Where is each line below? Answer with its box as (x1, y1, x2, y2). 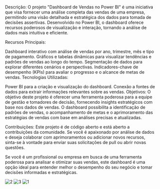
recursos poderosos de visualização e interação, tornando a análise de (5, 25, 147, 31)
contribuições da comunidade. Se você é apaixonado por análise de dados (5, 129, 155, 135)
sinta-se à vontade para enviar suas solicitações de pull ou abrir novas (5, 140, 146, 145)
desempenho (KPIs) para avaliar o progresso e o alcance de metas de (5, 69, 144, 75)
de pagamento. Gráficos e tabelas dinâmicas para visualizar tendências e (5, 54, 152, 60)
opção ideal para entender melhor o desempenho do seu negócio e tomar (5, 164, 153, 170)
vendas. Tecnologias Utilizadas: (5, 75, 69, 80)
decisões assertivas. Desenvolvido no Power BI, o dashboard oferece (5, 19, 144, 25)
